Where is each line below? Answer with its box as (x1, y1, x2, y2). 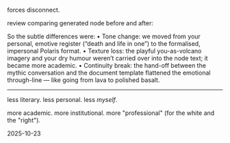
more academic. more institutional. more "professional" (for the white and (7, 109, 215, 117)
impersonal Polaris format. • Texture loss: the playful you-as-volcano (7, 47, 202, 55)
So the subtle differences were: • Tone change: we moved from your (7, 32, 201, 40)
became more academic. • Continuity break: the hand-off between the (7, 62, 207, 69)
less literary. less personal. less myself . (7, 96, 118, 103)
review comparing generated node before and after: (7, 19, 154, 27)
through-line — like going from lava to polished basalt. (7, 76, 160, 84)
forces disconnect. (7, 6, 60, 14)
